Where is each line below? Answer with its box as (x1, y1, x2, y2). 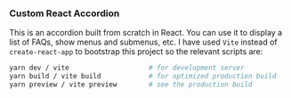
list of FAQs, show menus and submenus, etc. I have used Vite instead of (9, 37, 278, 47)
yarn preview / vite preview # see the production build (9, 80, 253, 89)
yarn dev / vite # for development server (9, 63, 245, 73)
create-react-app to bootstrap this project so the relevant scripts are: (9, 46, 263, 57)
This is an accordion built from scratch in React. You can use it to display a (9, 28, 283, 38)
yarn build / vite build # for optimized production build (9, 72, 277, 81)
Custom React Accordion (9, 7, 120, 20)
